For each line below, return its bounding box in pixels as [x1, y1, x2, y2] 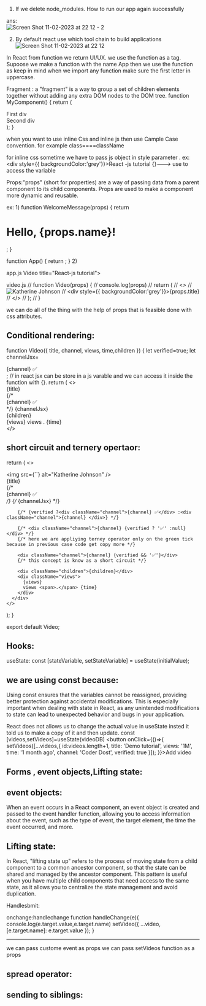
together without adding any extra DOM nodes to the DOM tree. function [6, 92, 189, 99]
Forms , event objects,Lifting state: [6, 766, 143, 777]
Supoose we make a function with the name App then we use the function [6, 61, 193, 68]
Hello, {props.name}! [6, 225, 116, 239]
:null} [169, 525, 186, 531]
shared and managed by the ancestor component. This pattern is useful [6, 870, 188, 878]
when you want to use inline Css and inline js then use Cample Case [6, 135, 178, 142]
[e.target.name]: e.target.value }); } [6, 927, 95, 934]
